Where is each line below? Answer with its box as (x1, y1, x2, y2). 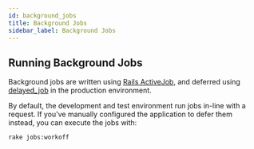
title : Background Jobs (8, 19, 88, 27)
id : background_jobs (8, 11, 77, 20)
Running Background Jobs (8, 56, 143, 69)
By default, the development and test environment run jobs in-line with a (8, 101, 246, 111)
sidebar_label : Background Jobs (8, 26, 116, 34)
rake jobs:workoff (8, 133, 69, 142)
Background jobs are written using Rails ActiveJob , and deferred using (8, 77, 241, 87)
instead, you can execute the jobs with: (8, 118, 137, 127)
